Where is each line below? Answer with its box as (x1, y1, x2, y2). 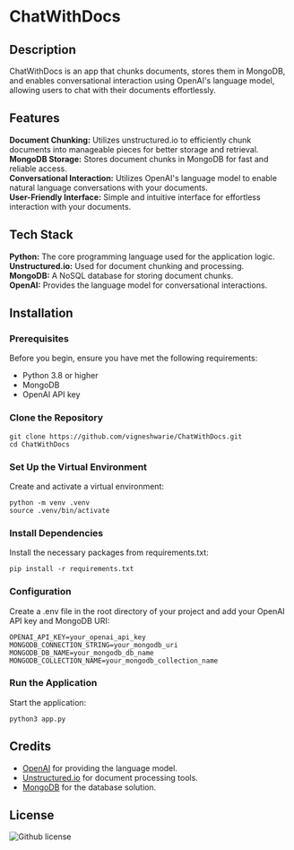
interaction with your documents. (9, 201, 132, 212)
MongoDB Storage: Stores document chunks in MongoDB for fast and (9, 153, 269, 164)
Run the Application (9, 677, 98, 690)
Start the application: (9, 697, 87, 707)
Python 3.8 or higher (22, 370, 99, 381)
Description (9, 42, 76, 57)
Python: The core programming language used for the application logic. (9, 251, 275, 262)
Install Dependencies (9, 526, 104, 539)
